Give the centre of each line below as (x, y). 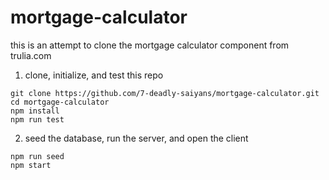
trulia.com (31, 55)
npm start (31, 165)
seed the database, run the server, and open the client (136, 138)
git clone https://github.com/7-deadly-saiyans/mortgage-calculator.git (165, 93)
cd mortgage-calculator (60, 102)
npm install (35, 111)
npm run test (37, 119)
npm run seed (37, 156)
